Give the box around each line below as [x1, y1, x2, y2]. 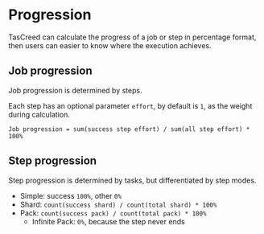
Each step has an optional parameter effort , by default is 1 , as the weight [8, 101, 253, 110]
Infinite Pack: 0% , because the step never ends [31, 216, 185, 226]
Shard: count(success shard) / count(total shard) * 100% [19, 199, 217, 209]
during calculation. [8, 109, 71, 119]
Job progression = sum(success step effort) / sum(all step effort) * [8, 125, 250, 133]
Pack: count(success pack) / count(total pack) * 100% [19, 207, 207, 218]
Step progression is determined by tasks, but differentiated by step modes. [8, 175, 257, 185]
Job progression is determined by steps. [8, 85, 142, 95]
